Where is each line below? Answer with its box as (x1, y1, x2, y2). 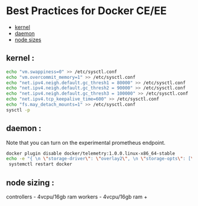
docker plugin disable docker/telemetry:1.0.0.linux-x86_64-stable (6, 150, 176, 157)
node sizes (14, 36, 41, 43)
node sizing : (6, 178, 55, 188)
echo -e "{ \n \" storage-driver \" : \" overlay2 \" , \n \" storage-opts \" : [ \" (6, 156, 196, 162)
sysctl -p (6, 107, 31, 113)
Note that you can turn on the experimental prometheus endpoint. (6, 139, 166, 146)
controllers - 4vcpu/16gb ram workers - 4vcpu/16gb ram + (6, 193, 148, 200)
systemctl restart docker (8, 161, 72, 167)
